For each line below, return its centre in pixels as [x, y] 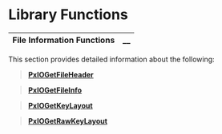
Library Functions [68, 15]
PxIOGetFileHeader [61, 74]
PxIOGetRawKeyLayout [68, 120]
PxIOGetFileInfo [55, 90]
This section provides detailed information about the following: [111, 59]
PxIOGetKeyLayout [61, 105]
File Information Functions [64, 40]
